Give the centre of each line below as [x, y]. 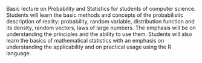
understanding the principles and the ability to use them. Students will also [99, 34]
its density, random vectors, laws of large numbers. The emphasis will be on [101, 28]
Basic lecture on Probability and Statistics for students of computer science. [101, 9]
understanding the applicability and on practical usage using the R [89, 47]
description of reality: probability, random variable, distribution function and [100, 21]
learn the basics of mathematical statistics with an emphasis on [85, 40]
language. [19, 53]
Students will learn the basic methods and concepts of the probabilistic [95, 15]
